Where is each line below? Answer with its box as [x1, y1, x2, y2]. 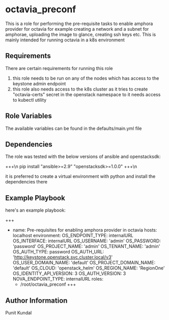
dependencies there [5, 179, 47, 185]
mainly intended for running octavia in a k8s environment [5, 37, 125, 43]
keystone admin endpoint [12, 80, 66, 86]
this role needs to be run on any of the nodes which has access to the [12, 75, 159, 81]
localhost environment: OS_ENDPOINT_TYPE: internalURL [12, 233, 134, 239]
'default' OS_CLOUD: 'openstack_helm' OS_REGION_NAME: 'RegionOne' [12, 265, 165, 271]
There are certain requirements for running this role [5, 65, 113, 71]
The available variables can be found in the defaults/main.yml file [5, 125, 142, 131]
